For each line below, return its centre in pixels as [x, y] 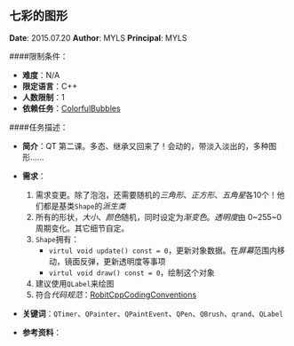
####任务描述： [39, 127]
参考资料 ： [42, 332]
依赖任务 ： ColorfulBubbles [72, 108]
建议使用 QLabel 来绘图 [75, 283]
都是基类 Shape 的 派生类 [84, 206]
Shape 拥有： [57, 239]
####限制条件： [39, 56]
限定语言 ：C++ [50, 86]
